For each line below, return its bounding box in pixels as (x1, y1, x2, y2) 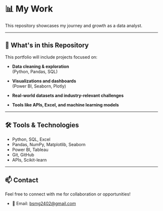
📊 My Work (5, 3, 53, 15)
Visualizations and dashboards (12, 78, 77, 84)
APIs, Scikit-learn (12, 157, 47, 163)
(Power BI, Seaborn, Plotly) (12, 83, 66, 89)
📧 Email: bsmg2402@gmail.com (12, 201, 76, 207)
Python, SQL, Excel (12, 136, 51, 142)
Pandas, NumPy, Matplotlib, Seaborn (12, 141, 86, 147)
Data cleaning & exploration (12, 63, 69, 69)
